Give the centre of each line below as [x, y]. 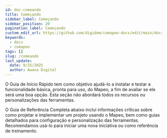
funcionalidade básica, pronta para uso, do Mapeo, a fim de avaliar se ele [80, 89]
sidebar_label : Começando [32, 19]
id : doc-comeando [23, 10]
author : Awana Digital [33, 70]
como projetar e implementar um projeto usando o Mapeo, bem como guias [83, 115]
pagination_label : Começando [35, 28]
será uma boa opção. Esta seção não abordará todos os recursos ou [75, 95]
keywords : [15, 38]
